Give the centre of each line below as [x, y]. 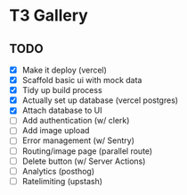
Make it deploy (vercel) [64, 70]
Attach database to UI [62, 110]
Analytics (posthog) [58, 171]
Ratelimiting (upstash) [62, 181]
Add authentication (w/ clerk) [76, 121]
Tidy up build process [62, 90]
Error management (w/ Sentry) [78, 140]
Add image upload [56, 131]
